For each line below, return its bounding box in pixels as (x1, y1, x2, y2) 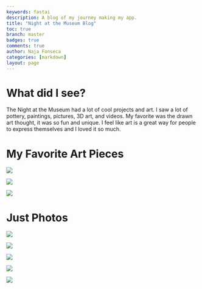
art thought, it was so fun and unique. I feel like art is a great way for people (6, 119, 196, 127)
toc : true (6, 26, 32, 32)
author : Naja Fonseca (6, 49, 61, 55)
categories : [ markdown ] (6, 54, 67, 60)
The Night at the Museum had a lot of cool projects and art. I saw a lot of (6, 106, 189, 113)
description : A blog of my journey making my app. (6, 15, 138, 21)
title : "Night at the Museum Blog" (6, 20, 97, 26)
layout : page (6, 60, 40, 66)
